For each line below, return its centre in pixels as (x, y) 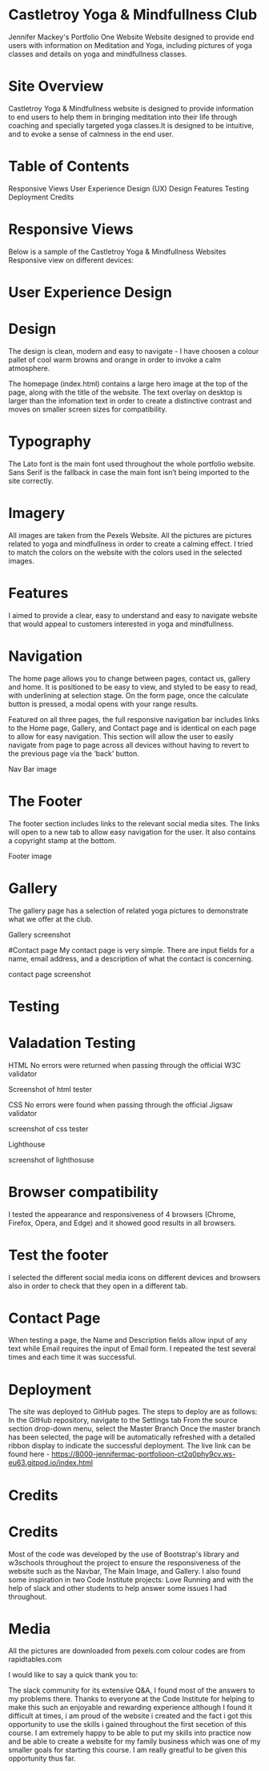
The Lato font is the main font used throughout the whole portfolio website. (132, 464)
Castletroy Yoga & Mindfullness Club (133, 15)
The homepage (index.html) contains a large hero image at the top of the (128, 384)
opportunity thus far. (42, 1758)
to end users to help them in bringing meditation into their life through (123, 117)
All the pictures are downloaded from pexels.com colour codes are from (127, 1651)
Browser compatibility (83, 1192)
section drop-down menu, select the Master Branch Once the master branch (134, 1429)
